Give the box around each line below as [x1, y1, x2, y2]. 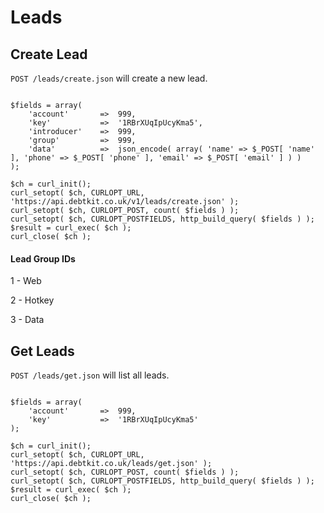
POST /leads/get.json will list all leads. [10, 369, 170, 381]
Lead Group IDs [10, 252, 76, 265]
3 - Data [10, 314, 45, 326]
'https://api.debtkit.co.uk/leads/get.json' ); [10, 459, 213, 469]
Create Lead [10, 46, 88, 63]
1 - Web [10, 275, 42, 287]
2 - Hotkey [10, 294, 55, 306]
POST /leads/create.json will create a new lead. [10, 72, 208, 84]
